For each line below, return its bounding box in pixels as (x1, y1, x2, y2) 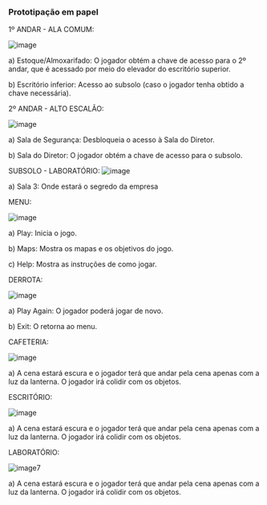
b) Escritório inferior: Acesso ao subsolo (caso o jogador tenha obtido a (8, 79, 245, 90)
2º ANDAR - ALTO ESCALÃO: (8, 104, 104, 114)
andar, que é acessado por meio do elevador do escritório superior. (8, 64, 231, 74)
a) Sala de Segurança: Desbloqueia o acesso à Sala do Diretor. (8, 135, 215, 145)
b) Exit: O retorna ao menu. (8, 322, 98, 332)
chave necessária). (8, 88, 71, 98)
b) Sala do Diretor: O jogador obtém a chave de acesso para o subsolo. (8, 151, 243, 161)
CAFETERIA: (8, 337, 50, 347)
